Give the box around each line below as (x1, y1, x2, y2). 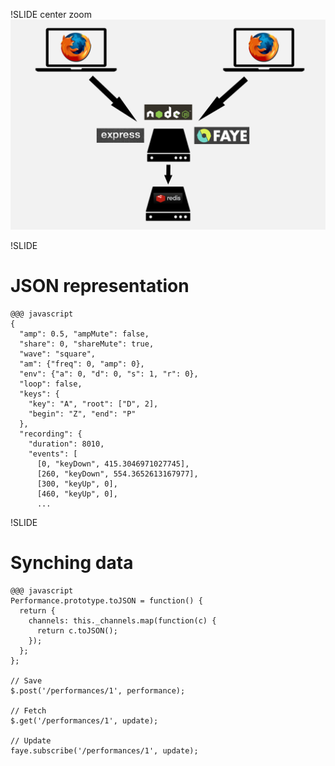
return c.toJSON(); (36, 625, 118, 636)
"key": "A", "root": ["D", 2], (28, 399, 159, 409)
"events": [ (28, 449, 78, 459)
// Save (10, 675, 43, 686)
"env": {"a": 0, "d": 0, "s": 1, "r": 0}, (19, 369, 199, 379)
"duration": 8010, (28, 439, 105, 449)
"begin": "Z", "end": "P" (28, 409, 137, 419)
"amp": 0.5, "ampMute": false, (19, 329, 150, 339)
